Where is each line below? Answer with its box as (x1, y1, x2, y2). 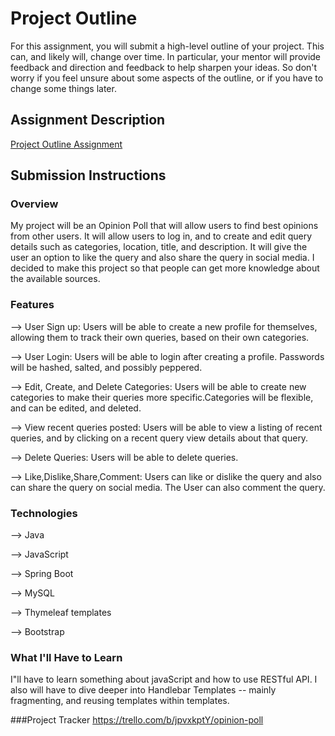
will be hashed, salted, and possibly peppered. (10, 361, 203, 373)
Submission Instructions (10, 167, 167, 184)
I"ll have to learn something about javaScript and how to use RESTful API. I (10, 673, 318, 686)
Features (10, 298, 55, 312)
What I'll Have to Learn (10, 650, 123, 664)
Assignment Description (10, 112, 166, 129)
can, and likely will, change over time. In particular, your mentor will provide (10, 50, 322, 62)
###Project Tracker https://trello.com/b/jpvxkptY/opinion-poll (10, 714, 264, 726)
